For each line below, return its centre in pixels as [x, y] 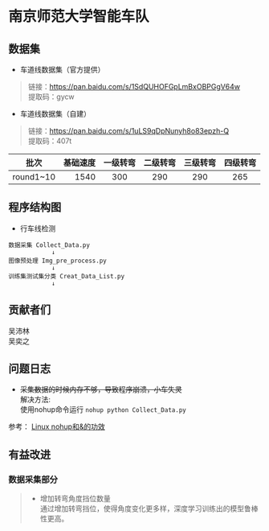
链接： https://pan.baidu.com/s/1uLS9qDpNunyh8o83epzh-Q [128, 131]
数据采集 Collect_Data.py [49, 245]
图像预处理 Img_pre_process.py [57, 261]
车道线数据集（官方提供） [62, 70]
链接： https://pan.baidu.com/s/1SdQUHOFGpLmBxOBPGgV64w [134, 86]
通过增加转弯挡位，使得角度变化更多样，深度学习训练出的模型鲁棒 [149, 508]
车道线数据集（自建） [55, 114]
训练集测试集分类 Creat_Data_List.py [67, 276]
